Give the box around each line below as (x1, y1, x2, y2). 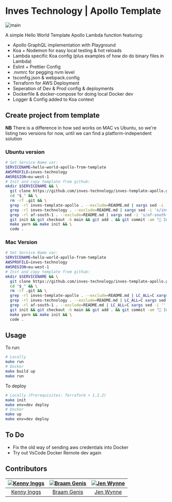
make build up (5, 369, 36, 374)
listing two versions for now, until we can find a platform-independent (5, 130, 152, 136)
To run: (5, 344, 20, 351)
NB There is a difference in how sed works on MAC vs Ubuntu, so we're (5, 124, 157, 130)
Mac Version (5, 238, 37, 246)
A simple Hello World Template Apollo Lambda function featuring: (5, 32, 143, 38)
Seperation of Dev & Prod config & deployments (12, 85, 114, 92)
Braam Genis (52, 488, 83, 495)
